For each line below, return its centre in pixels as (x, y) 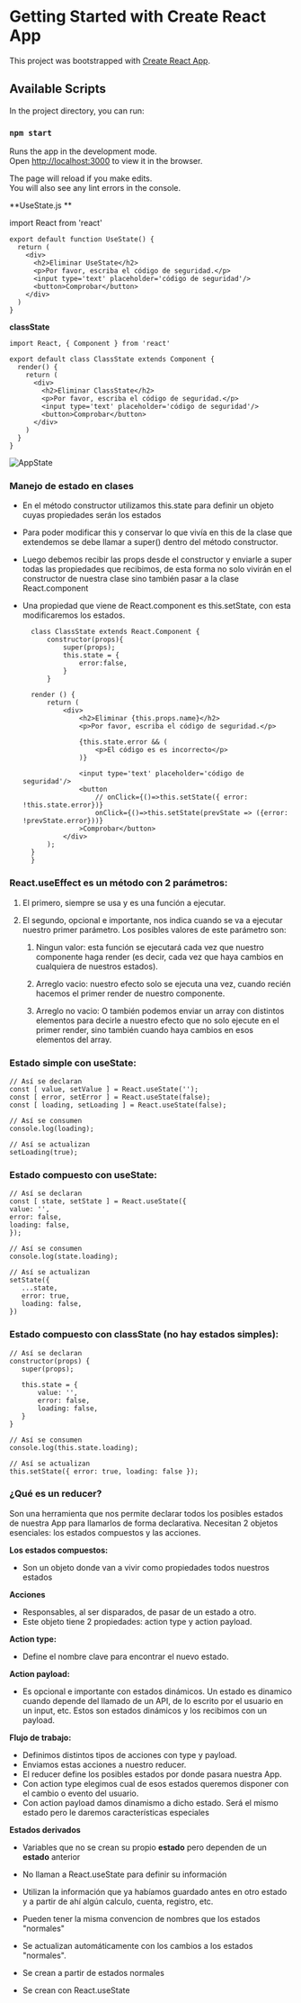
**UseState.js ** (40, 205)
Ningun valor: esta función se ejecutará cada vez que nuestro (150, 947)
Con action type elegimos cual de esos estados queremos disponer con (155, 1783)
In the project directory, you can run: (77, 111)
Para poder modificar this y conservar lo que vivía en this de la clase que (157, 532)
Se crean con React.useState (76, 1990)
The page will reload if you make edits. (81, 178)
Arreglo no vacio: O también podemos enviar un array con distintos (160, 1011)
